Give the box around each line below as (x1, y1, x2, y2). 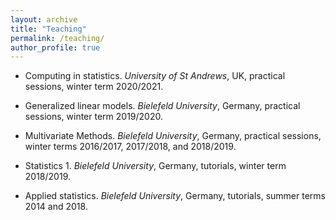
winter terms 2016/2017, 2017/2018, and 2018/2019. (24, 141, 237, 153)
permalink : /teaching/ (10, 33, 105, 43)
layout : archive (10, 14, 78, 25)
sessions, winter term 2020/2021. (24, 81, 164, 93)
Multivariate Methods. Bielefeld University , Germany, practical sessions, (24, 130, 322, 142)
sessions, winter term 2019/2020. (24, 111, 163, 123)
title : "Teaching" (10, 24, 87, 34)
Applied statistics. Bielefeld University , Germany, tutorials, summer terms (24, 190, 326, 202)
